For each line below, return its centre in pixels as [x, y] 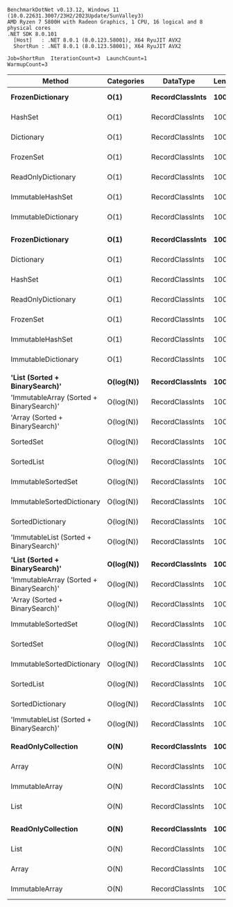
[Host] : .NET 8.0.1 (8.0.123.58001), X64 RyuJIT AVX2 [97, 40]
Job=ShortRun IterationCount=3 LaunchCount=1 [77, 58]
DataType [179, 81]
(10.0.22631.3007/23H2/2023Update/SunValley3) [76, 16]
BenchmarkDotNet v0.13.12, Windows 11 [63, 10]
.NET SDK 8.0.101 [32, 34]
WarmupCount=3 [28, 65]
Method [56, 81]
